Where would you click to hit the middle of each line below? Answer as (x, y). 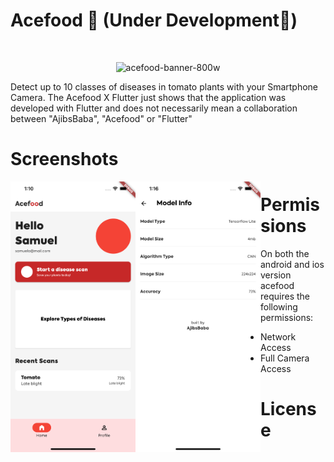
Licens (288, 409)
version (276, 275)
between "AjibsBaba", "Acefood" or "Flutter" (101, 118)
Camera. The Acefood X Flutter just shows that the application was (148, 97)
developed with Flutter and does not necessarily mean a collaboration (154, 108)
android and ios (292, 265)
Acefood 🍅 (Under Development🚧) (154, 20)
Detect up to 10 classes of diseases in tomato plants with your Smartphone (164, 86)
